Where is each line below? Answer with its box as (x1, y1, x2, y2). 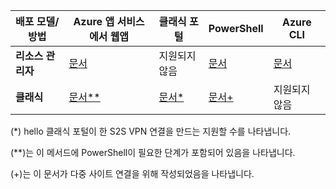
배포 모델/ (15, 15, 60, 28)
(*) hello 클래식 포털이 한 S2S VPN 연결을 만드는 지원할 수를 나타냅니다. (10, 125, 292, 137)
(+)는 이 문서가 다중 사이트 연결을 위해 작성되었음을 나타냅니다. (10, 168, 255, 179)
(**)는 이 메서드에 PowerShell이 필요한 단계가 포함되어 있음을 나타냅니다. (10, 147, 296, 158)
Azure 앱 (73, 15, 115, 28)
